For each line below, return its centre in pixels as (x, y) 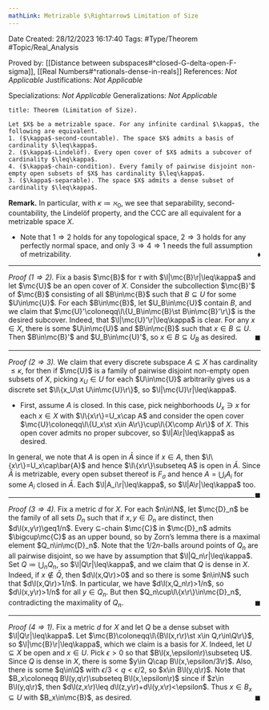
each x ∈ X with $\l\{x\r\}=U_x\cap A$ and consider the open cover (132, 415)
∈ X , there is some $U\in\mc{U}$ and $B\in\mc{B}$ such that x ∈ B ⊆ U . (130, 328)
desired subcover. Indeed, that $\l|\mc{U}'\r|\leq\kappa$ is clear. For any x (132, 320)
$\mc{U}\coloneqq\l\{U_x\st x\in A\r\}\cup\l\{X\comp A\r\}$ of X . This (134, 424)
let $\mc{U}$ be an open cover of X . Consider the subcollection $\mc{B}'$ (132, 286)
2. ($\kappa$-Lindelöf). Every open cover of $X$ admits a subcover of (130, 152)
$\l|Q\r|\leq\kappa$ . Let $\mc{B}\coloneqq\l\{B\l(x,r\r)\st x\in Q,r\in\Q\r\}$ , (131, 636)
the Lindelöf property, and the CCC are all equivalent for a (146, 213)
